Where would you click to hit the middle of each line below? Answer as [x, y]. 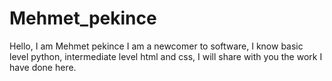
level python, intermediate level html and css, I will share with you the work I [166, 56]
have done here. [43, 67]
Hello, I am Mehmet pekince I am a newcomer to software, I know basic [156, 46]
